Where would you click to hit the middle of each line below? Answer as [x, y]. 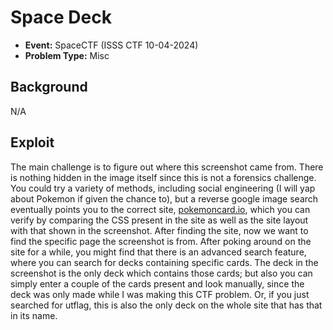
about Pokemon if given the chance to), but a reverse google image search [164, 198]
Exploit [32, 142]
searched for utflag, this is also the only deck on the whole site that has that [166, 305]
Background [49, 87]
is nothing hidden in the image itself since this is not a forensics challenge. [163, 177]
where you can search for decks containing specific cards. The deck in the [164, 262]
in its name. [34, 315]
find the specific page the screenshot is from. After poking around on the [161, 241]
